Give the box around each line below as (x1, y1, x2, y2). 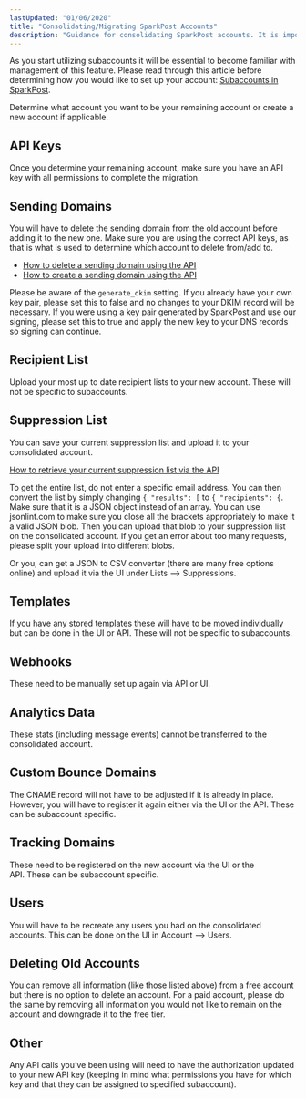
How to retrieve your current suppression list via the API (9, 464, 219, 475)
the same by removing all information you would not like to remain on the (9, 1000, 282, 1011)
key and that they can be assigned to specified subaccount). (9, 1079, 237, 1090)
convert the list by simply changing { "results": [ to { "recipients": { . (9, 492, 284, 503)
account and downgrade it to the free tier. (9, 1009, 166, 1020)
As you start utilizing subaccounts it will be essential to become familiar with (9, 56, 296, 67)
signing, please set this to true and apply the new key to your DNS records (9, 316, 289, 327)
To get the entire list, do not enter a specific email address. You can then (9, 482, 282, 492)
